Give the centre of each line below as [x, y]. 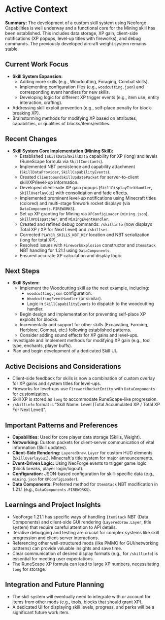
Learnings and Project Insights [53, 505]
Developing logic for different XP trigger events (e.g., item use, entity [89, 97]
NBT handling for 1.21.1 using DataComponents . [65, 250]
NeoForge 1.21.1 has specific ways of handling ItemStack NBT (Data [80, 517]
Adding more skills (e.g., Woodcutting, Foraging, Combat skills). [84, 81]
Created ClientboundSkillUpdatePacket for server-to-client [79, 177]
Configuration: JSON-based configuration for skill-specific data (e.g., [83, 474]
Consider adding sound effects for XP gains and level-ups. [79, 335]
